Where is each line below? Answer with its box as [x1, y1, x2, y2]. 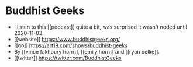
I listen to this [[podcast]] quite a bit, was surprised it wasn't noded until [13, 23, 188, 30]
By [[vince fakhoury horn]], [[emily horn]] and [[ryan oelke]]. [13, 48, 160, 55]
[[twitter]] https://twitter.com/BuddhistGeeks [13, 54, 122, 61]
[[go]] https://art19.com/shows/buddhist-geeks [13, 42, 128, 49]
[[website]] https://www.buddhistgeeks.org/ [13, 36, 120, 43]
